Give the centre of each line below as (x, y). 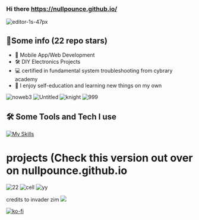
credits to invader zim (33, 199)
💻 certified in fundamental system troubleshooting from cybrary (94, 71)
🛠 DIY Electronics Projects (48, 62)
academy (26, 79)
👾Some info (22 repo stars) (57, 41)
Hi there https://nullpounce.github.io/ (62, 9)
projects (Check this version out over (99, 158)
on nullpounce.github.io (67, 171)
